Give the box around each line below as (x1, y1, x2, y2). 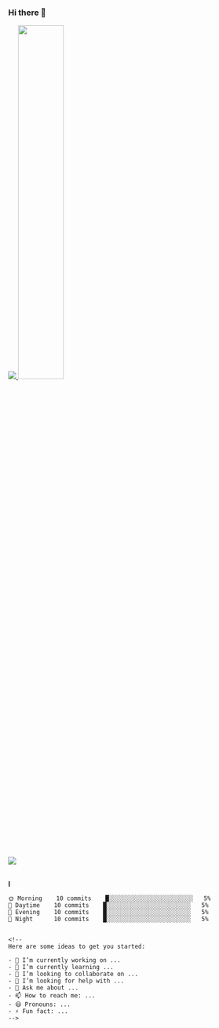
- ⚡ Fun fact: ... (8, 1008, 68, 1015)
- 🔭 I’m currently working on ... (8, 957, 122, 964)
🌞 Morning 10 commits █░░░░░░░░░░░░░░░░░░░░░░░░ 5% (8, 894, 211, 902)
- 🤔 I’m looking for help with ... (8, 977, 125, 985)
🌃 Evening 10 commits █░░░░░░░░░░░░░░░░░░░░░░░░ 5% (8, 909, 210, 916)
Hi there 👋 (8, 7, 47, 18)
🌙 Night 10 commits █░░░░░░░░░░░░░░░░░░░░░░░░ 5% (8, 915, 210, 924)
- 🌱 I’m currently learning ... (8, 964, 114, 971)
